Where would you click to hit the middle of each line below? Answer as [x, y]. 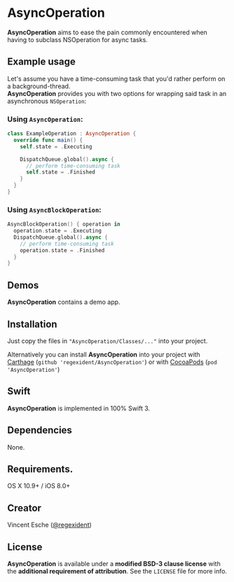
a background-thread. [39, 86]
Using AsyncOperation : [45, 119]
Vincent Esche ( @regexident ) [50, 525]
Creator [25, 508]
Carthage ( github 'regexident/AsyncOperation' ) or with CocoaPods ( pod [112, 361]
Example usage [41, 62]
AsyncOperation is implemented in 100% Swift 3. [79, 408]
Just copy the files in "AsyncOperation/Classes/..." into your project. [108, 340]
